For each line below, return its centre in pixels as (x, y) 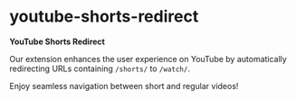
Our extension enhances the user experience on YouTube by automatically (148, 59)
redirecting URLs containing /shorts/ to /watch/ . (100, 68)
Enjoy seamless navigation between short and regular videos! (124, 86)
